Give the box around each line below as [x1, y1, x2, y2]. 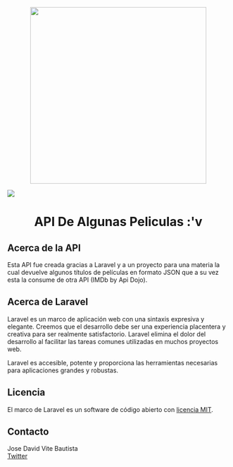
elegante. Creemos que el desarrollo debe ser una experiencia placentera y [7, 322, 227, 331]
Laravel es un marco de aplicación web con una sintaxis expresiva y [7, 314, 205, 323]
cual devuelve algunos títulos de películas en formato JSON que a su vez [7, 268, 220, 276]
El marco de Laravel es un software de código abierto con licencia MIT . [7, 405, 213, 413]
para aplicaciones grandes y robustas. [7, 366, 118, 374]
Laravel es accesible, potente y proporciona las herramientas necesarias [7, 358, 218, 367]
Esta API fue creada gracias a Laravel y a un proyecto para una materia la [7, 261, 220, 268]
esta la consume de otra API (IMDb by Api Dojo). [7, 276, 148, 284]
